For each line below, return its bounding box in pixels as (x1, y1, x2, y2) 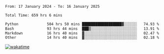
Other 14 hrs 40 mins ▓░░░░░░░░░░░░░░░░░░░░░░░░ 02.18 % (5, 35, 160, 40)
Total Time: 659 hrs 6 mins (5, 13, 63, 18)
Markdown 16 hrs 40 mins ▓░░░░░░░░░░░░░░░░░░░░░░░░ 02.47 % (5, 31, 160, 36)
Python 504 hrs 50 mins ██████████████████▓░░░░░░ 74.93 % (5, 21, 160, 26)
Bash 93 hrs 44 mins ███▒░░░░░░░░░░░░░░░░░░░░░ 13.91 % (5, 26, 160, 31)
